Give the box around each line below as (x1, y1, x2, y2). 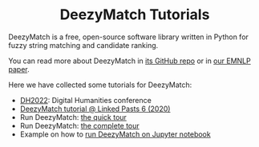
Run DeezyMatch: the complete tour (19, 121, 140, 130)
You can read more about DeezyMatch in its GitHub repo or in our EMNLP (8, 56, 251, 66)
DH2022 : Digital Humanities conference (19, 95, 152, 105)
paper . (8, 64, 30, 73)
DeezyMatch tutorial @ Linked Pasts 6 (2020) (19, 104, 171, 113)
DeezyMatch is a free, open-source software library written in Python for (8, 32, 249, 42)
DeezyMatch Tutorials (59, 6, 210, 24)
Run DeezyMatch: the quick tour (19, 112, 127, 121)
